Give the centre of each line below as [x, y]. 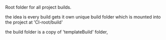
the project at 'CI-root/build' [34, 22]
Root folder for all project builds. [38, 7]
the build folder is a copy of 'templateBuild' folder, [57, 32]
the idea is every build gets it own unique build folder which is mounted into [83, 17]
